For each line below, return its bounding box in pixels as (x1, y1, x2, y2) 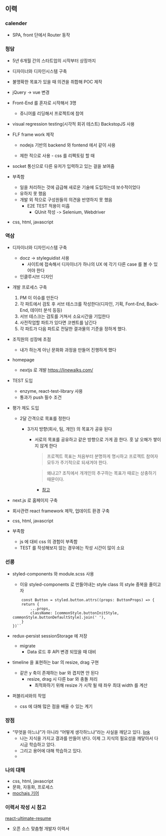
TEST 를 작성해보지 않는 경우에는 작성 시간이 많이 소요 (19, 545, 125, 551)
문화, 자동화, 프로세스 (12, 784, 54, 790)
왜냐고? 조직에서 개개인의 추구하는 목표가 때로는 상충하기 (47, 470, 157, 476)
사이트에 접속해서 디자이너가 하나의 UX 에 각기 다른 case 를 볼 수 (27, 261, 153, 267)
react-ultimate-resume (5, 816, 52, 822)
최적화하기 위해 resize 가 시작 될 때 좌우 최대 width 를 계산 (34, 682, 148, 688)
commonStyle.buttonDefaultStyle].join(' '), (12, 615, 106, 620)
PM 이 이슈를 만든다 (19, 295, 58, 301)
